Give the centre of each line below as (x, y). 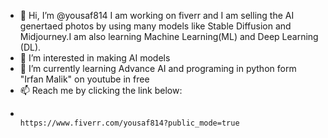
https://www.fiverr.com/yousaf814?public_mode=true (129, 123)
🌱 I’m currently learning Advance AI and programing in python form (158, 68)
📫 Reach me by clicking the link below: (101, 90)
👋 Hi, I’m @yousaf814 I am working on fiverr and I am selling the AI (157, 15)
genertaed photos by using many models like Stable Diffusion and (155, 26)
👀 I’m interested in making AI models (95, 58)
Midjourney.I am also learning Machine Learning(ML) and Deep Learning (169, 36)
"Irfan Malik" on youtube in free (84, 79)
